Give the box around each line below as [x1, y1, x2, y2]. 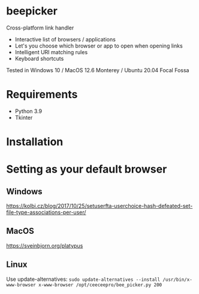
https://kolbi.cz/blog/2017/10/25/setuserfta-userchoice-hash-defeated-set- [6, 203, 193, 210]
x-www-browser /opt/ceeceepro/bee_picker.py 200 [38, 281, 162, 288]
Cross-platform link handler [6, 24, 74, 31]
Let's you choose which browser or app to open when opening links [14, 42, 183, 49]
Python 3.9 [14, 107, 43, 115]
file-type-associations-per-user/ [6, 209, 86, 216]
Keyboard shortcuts [14, 55, 64, 62]
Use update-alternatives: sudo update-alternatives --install [6, 275, 161, 283]
